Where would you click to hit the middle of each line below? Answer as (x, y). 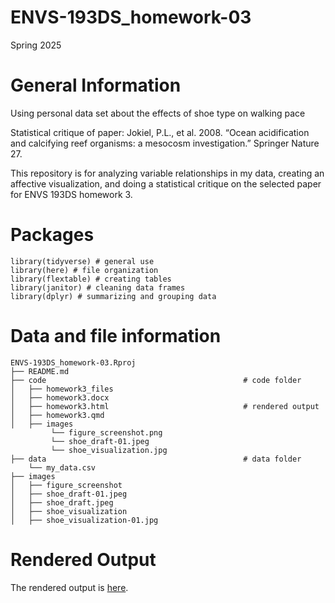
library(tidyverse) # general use (82, 261)
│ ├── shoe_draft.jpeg (62, 502)
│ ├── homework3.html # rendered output (165, 406)
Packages (52, 235)
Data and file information (116, 336)
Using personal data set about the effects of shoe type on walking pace (158, 113)
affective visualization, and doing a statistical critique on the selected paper (166, 183)
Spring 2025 (36, 45)
